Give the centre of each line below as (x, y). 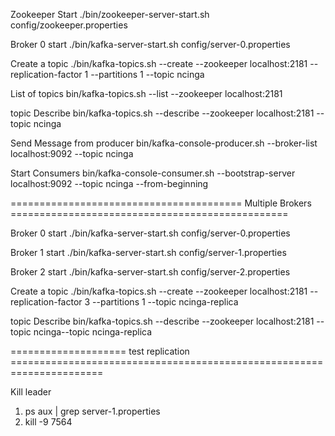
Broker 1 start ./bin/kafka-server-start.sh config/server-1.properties (148, 252)
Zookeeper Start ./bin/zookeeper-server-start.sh (110, 14)
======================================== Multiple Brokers (161, 203)
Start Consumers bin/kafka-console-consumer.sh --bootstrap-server (153, 173)
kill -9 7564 (48, 422)
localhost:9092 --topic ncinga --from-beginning (109, 183)
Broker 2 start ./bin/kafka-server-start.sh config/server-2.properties (150, 272)
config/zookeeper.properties (69, 25)
